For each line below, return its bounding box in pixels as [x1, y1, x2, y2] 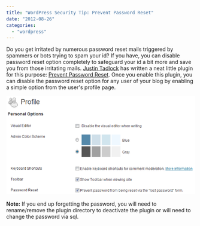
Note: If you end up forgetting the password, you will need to [6, 200, 157, 207]
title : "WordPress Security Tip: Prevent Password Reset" [6, 10, 154, 16]
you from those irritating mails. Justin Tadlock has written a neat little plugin [6, 65, 193, 72]
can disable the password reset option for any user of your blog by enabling [6, 78, 193, 85]
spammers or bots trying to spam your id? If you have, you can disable [6, 52, 180, 59]
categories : [6, 22, 36, 28]
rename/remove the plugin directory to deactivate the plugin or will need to [6, 206, 191, 213]
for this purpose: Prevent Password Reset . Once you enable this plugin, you [6, 71, 193, 78]
